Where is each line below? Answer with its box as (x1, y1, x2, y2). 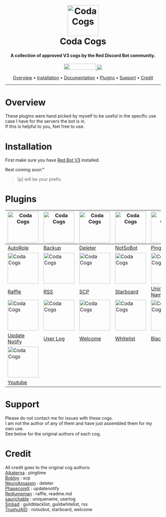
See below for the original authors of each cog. (5, 431, 101, 437)
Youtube (7, 379, 27, 386)
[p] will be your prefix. (17, 176, 63, 182)
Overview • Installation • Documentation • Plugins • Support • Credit (12, 75, 154, 81)
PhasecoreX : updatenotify (5, 485, 59, 491)
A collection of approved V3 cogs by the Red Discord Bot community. (10, 52, 156, 58)
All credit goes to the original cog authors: (5, 465, 90, 471)
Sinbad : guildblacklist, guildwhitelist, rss (5, 501, 88, 507)
